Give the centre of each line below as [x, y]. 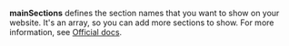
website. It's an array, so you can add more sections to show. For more [142, 23]
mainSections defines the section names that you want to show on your [144, 13]
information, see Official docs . [66, 32]
